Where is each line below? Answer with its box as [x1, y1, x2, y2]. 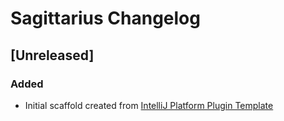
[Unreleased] [10, 47, 95, 64]
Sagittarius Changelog [10, 7, 201, 30]
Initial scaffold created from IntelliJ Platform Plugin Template [24, 99, 274, 111]
